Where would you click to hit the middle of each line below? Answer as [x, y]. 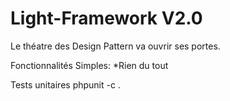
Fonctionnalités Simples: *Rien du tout [89, 65]
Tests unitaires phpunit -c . [65, 84]
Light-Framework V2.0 [106, 18]
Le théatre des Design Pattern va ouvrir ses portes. [115, 46]
